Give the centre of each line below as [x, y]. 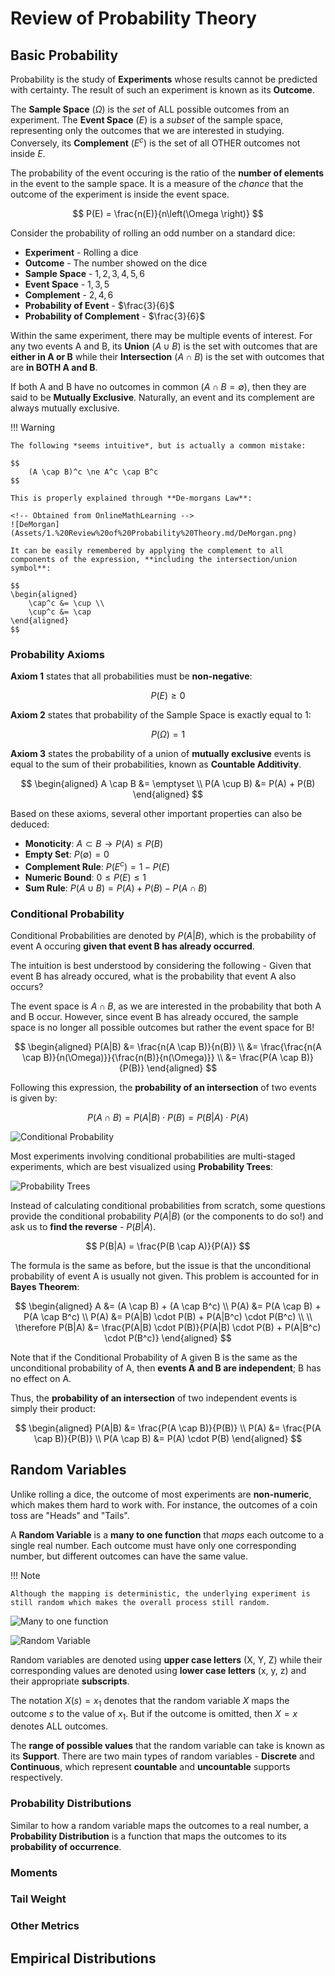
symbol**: [31, 568]
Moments [34, 1872]
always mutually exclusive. [65, 408]
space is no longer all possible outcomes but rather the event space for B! [162, 1027]
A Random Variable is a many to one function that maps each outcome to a [167, 1534]
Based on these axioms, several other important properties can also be [156, 813]
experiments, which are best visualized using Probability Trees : [142, 1166]
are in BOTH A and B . [54, 367]
